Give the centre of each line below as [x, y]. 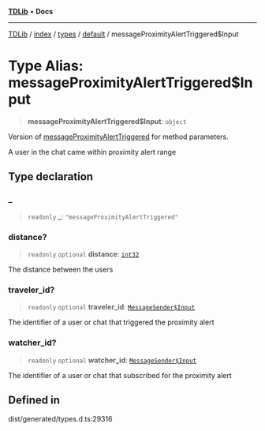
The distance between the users [61, 269]
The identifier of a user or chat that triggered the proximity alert [111, 322]
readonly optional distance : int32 [83, 254]
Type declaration [50, 177]
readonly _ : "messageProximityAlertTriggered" [103, 216]
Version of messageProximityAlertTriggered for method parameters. [118, 137]
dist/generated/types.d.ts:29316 [60, 419]
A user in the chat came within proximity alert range [92, 152]
